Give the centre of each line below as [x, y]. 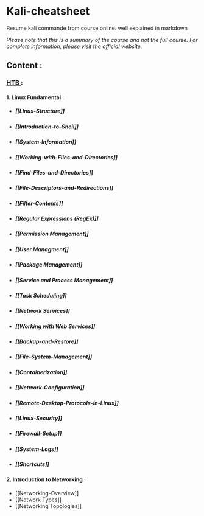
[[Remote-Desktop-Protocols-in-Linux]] [67, 403]
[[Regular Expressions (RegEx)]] [57, 219]
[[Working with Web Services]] [55, 326]
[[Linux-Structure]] [40, 111]
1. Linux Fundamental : [35, 97]
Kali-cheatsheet [48, 11]
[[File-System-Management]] [54, 357]
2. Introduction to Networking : [46, 479]
